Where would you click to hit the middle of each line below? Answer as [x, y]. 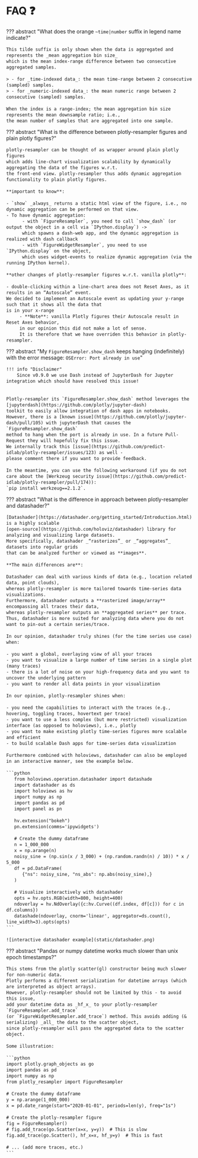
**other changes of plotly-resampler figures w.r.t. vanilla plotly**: [96, 275]
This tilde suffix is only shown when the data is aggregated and [90, 49]
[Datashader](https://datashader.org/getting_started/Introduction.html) [99, 517]
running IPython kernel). [38, 263]
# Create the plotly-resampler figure [54, 1118]
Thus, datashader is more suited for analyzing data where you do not [95, 618]
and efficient [24, 737]
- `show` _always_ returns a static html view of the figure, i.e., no [96, 203]
